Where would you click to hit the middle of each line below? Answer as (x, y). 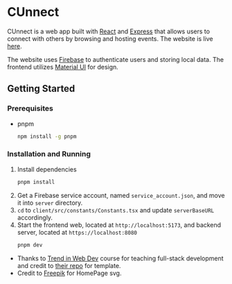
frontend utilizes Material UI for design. (63, 67)
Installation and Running (49, 154)
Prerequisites (30, 108)
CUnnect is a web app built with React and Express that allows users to (108, 31)
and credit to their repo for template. (69, 265)
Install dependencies (47, 169)
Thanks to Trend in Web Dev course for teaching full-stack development (120, 258)
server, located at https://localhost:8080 (77, 232)
